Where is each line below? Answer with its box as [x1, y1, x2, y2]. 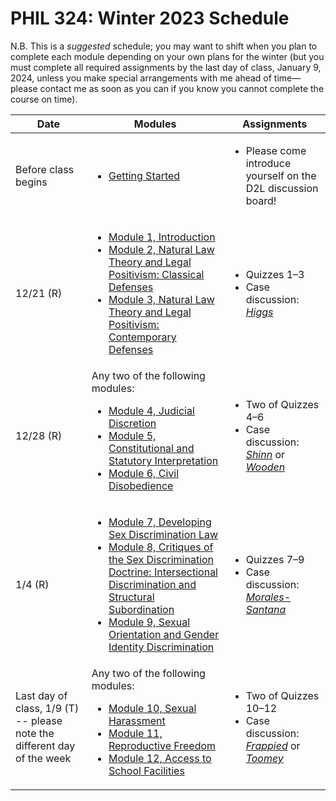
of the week [15, 751, 72, 765]
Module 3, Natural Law [108, 292, 215, 306]
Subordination [108, 602, 175, 616]
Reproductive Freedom [108, 738, 217, 752]
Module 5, [108, 428, 157, 442]
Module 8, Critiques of [108, 540, 214, 554]
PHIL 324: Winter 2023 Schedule [10, 7, 290, 30]
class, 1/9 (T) [15, 701, 80, 715]
